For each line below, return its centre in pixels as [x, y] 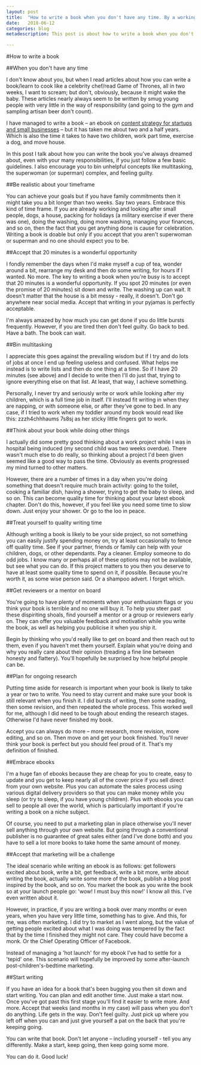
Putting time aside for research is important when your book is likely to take [99, 688]
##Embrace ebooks [31, 762]
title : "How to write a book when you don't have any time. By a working [101, 17]
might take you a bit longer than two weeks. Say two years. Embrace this [96, 203]
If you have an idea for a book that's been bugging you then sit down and [96, 989]
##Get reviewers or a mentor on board [54, 591]
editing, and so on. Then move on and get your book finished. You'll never [97, 738]
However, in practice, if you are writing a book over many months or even [97, 910]
